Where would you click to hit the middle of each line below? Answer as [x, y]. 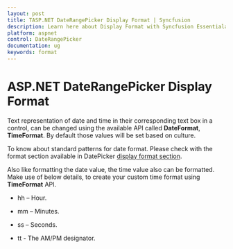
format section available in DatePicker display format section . [95, 156]
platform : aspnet [32, 33]
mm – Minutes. [38, 211]
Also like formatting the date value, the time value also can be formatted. [111, 169]
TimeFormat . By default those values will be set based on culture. [102, 135]
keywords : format [32, 53]
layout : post [26, 14]
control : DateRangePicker [44, 40]
